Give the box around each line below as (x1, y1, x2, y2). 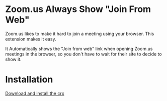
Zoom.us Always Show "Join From (5, 3, 151, 15)
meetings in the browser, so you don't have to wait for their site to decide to (5, 51, 162, 57)
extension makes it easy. (5, 36, 56, 42)
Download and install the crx (5, 90, 64, 96)
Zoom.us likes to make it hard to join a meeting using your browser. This (5, 30, 154, 36)
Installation (5, 74, 53, 85)
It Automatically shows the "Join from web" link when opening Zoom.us (5, 45, 153, 51)
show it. (5, 56, 22, 62)
